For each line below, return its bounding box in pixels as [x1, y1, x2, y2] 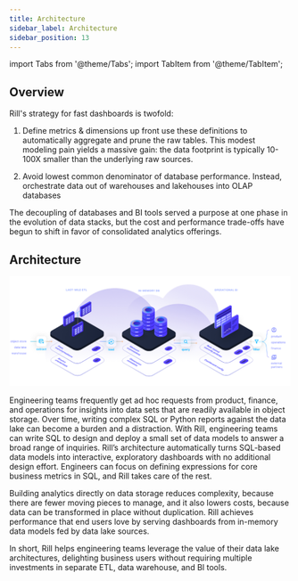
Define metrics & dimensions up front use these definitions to [21, 126, 248, 136]
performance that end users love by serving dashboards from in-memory [9, 517, 278, 528]
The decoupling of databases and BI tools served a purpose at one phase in [9, 208, 288, 218]
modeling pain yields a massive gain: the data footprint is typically [21, 144, 265, 155]
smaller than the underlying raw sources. [43, 154, 194, 165]
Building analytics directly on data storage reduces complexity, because [9, 488, 275, 499]
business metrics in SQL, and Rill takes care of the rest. [9, 471, 212, 481]
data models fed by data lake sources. [9, 526, 150, 536]
